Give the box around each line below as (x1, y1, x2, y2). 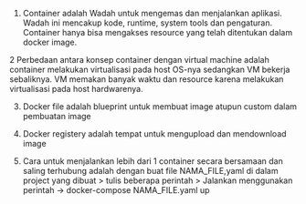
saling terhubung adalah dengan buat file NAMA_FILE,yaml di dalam (22, 166, 279, 176)
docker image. (22, 36, 78, 47)
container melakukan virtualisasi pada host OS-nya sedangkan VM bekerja (9, 64, 290, 75)
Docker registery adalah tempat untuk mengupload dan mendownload (22, 128, 287, 139)
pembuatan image (22, 111, 91, 121)
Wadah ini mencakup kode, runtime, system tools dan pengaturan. (22, 17, 272, 28)
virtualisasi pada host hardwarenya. (9, 84, 143, 94)
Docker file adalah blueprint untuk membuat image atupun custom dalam (22, 101, 298, 112)
